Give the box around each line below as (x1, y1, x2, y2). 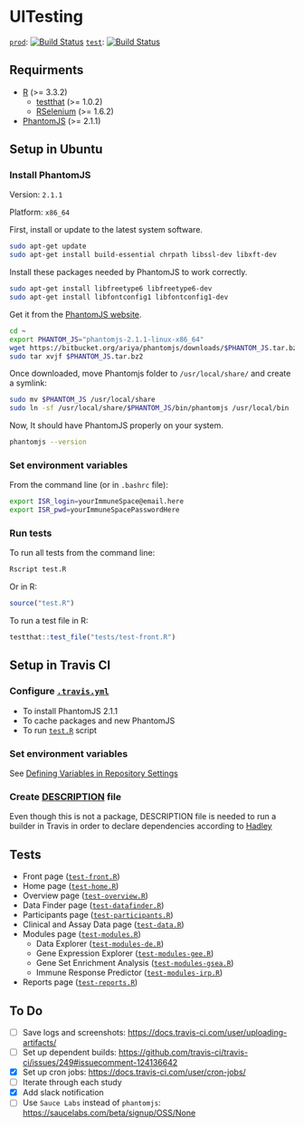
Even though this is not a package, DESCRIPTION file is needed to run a (9, 811, 277, 822)
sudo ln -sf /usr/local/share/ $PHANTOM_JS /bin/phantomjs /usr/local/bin (9, 404, 290, 413)
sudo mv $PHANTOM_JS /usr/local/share (9, 396, 156, 405)
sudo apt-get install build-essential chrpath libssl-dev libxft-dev (9, 251, 278, 260)
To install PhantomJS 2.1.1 (22, 705, 119, 716)
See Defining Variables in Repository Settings (9, 768, 178, 779)
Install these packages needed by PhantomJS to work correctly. (9, 267, 248, 278)
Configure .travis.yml (9, 685, 109, 698)
